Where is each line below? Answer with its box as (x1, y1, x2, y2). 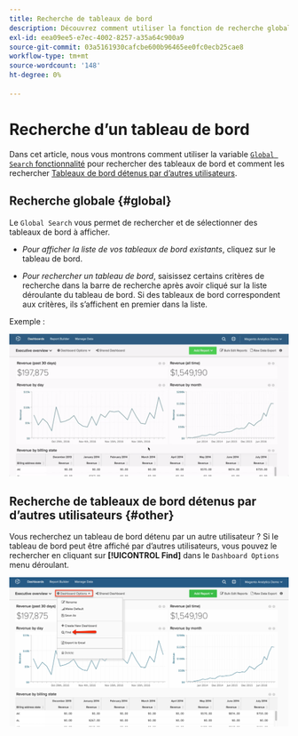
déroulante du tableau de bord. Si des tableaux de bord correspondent (21, 289, 281, 300)
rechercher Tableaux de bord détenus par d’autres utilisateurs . (9, 167, 238, 178)
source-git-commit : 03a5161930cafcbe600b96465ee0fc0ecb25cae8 (9, 43, 244, 52)
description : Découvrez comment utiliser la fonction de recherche (9, 23, 264, 33)
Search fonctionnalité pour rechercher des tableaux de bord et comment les (9, 158, 286, 169)
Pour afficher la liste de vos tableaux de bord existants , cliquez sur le (21, 244, 277, 254)
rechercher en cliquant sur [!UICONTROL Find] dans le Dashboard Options (9, 550, 279, 561)
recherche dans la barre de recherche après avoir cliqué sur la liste (21, 280, 268, 291)
